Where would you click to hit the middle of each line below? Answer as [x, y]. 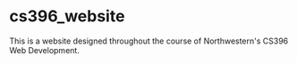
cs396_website [67, 16]
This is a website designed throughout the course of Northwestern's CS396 [149, 41]
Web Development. [45, 50]
